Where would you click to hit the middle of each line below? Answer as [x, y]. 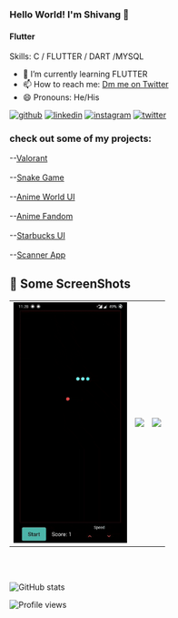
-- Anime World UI [42, 197]
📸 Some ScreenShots [70, 284]
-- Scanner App [38, 255]
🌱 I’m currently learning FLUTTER [85, 74]
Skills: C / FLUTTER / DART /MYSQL [77, 56]
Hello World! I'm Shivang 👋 [69, 15]
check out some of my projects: [81, 138]
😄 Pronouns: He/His [61, 97]
